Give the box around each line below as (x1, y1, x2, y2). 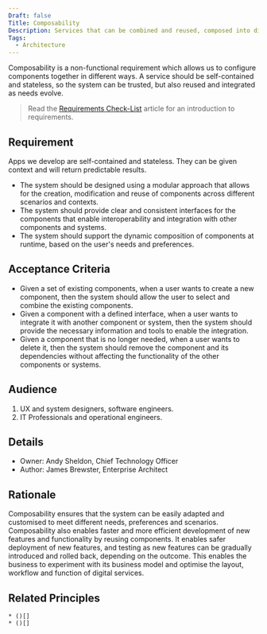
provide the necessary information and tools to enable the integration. (19, 325, 249, 335)
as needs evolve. (8, 88, 64, 98)
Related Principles (8, 591, 101, 605)
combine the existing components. (19, 300, 133, 310)
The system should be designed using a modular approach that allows (19, 180, 250, 189)
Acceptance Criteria (8, 263, 110, 276)
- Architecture (15, 41, 66, 49)
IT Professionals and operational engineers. (19, 412, 163, 422)
